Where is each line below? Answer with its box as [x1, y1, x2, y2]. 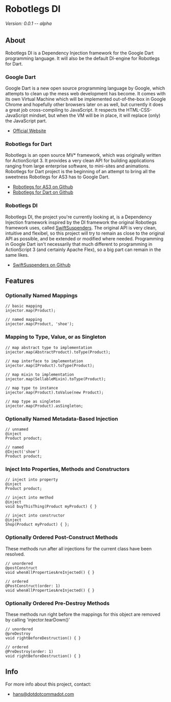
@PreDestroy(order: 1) [5, 649, 54, 654]
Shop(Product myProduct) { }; [5, 522, 70, 527]
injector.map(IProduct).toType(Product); [5, 363, 95, 368]
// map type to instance [5, 385, 58, 390]
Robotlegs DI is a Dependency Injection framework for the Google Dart [5, 50, 154, 56]
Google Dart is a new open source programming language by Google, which [5, 85, 165, 91]
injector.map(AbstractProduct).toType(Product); [5, 349, 111, 355]
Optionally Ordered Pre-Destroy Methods [5, 600, 110, 607]
